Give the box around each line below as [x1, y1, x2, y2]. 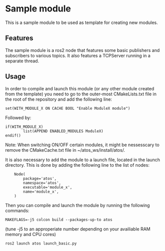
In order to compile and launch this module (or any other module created [5, 85, 155, 91]
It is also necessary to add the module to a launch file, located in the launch [5, 157, 161, 163]
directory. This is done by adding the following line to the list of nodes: [5, 162, 150, 168]
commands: [5, 208, 30, 214]
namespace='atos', [23, 180, 61, 185]
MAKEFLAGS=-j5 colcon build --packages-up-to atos [5, 217, 113, 222]
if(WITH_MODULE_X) [5, 124, 43, 129]
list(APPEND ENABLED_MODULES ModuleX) [23, 128, 104, 134]
